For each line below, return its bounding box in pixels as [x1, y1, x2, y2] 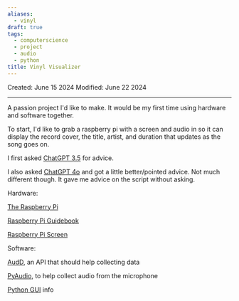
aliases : [7, 10, 33, 18]
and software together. [7, 111, 75, 120]
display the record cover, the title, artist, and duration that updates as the [7, 132, 221, 141]
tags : [7, 30, 23, 38]
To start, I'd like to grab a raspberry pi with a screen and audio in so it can [7, 125, 224, 133]
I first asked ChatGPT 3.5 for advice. [7, 154, 114, 162]
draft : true [7, 23, 43, 31]
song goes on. [7, 139, 50, 148]
